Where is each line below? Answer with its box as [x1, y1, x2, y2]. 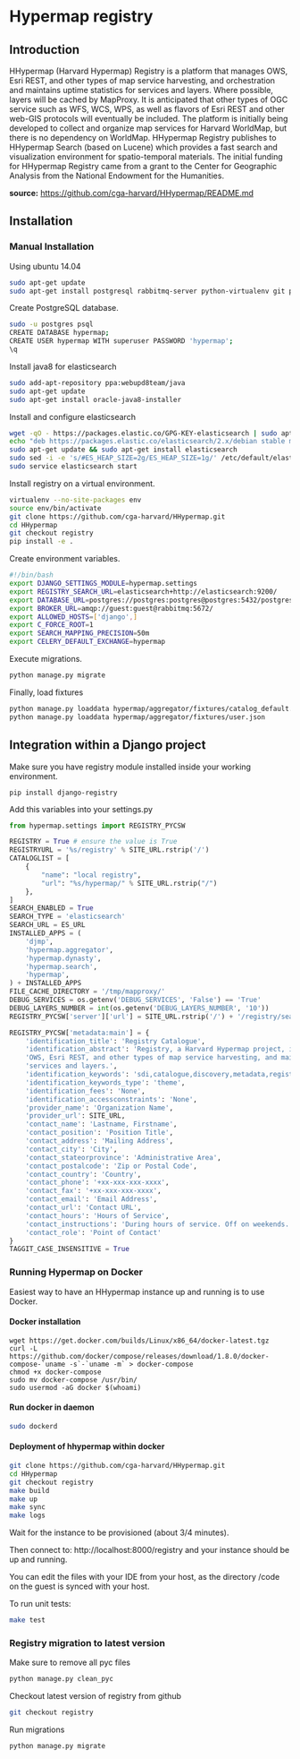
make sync [9, 1503, 46, 1512]
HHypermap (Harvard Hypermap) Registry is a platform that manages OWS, [9, 65, 288, 76]
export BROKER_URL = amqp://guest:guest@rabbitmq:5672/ [9, 604, 214, 613]
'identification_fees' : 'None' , [25, 1086, 146, 1095]
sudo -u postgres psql [9, 320, 94, 329]
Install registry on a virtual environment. [9, 477, 155, 489]
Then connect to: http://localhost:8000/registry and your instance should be [9, 1545, 290, 1556]
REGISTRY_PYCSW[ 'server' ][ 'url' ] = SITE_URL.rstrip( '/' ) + [9, 1012, 234, 1021]
